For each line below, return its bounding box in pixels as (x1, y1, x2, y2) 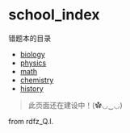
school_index (8, 6, 100, 24)
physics (19, 58, 47, 68)
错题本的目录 (8, 33, 51, 43)
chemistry (19, 75, 54, 85)
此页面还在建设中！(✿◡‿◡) (27, 100, 123, 110)
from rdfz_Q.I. (8, 116, 54, 126)
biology (19, 49, 46, 59)
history (19, 83, 44, 94)
